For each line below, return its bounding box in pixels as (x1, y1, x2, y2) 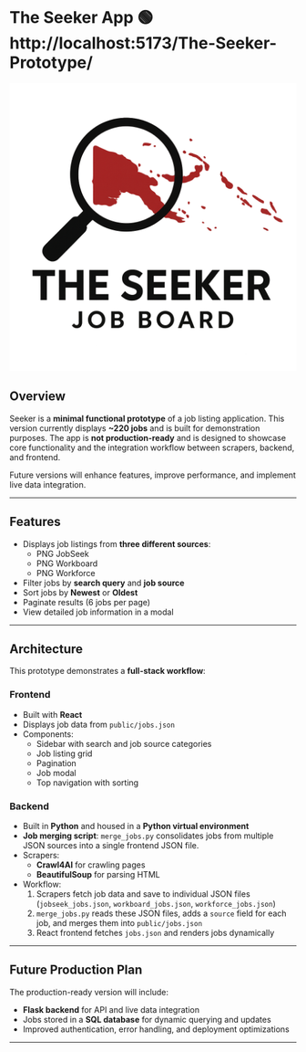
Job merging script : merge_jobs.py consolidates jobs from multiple (22, 830, 274, 841)
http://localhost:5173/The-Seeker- (9, 33, 278, 54)
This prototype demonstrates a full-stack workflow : (9, 666, 207, 677)
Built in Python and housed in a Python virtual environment (22, 820, 250, 831)
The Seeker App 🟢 (9, 7, 154, 28)
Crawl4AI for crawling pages (36, 859, 146, 870)
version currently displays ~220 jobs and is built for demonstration (9, 422, 260, 434)
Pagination (36, 757, 77, 768)
